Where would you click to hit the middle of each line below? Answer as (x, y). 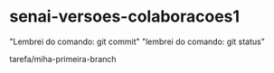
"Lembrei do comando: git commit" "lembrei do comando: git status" (137, 41)
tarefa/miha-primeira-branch (63, 59)
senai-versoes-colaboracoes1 (125, 17)
